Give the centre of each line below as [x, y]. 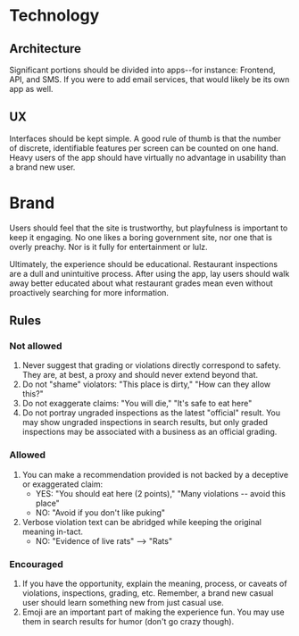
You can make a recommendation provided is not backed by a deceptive [155, 474]
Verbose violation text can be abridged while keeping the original [141, 522]
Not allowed [36, 347]
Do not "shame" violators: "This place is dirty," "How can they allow [146, 384]
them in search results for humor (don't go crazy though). [128, 622]
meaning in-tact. [52, 531]
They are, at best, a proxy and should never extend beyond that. [140, 375]
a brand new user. [42, 167]
